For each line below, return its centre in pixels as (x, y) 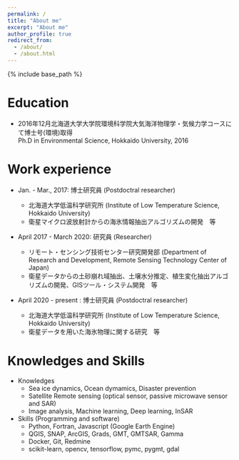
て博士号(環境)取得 (45, 132)
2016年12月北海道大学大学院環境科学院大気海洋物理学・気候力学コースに (125, 123)
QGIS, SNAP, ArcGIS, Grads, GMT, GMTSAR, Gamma (106, 434)
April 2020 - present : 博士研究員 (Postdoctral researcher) (103, 300)
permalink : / (27, 14)
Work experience (60, 169)
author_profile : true (40, 34)
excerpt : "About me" (38, 27)
